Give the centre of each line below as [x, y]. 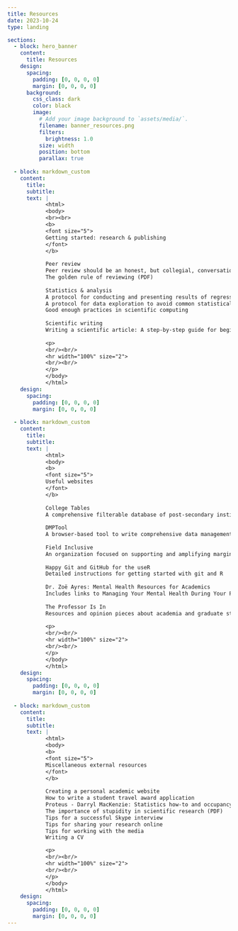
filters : [52, 132]
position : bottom [64, 152]
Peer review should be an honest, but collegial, [120, 271]
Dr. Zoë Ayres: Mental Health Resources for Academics [128, 587]
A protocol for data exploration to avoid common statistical [139, 303]
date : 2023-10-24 [33, 21]
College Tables [68, 508]
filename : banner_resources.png [86, 126]
